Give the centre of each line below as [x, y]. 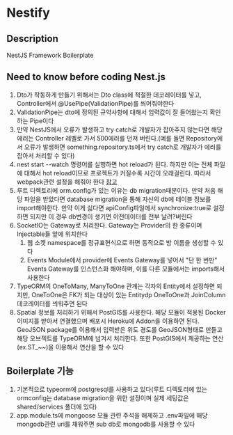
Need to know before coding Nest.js [86, 77]
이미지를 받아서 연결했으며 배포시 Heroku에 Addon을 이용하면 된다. [108, 321]
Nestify [28, 13]
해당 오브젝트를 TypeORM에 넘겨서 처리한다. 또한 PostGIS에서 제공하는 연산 [120, 338]
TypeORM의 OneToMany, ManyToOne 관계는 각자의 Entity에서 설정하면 [116, 286]
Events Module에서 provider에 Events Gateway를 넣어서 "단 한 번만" [122, 260]
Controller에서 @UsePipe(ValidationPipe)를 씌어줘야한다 [95, 103]
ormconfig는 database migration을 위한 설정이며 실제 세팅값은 [103, 397]
